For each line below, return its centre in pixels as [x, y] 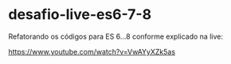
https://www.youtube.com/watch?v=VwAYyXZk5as [92, 51]
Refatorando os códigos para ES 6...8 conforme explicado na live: [115, 36]
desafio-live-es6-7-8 [80, 15]
